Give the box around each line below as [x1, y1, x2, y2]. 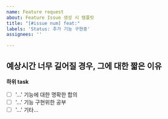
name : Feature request [6, 8, 64, 15]
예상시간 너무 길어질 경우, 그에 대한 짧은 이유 [6, 61, 163, 71]
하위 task [6, 78, 29, 85]
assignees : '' [6, 32, 43, 38]
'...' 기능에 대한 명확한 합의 [15, 90, 78, 98]
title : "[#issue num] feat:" [6, 20, 80, 26]
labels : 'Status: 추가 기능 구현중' [6, 25, 90, 32]
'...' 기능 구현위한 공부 [15, 98, 66, 106]
